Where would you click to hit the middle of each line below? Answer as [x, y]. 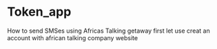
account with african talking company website [73, 37]
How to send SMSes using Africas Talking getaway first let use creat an [108, 31]
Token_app [39, 12]
